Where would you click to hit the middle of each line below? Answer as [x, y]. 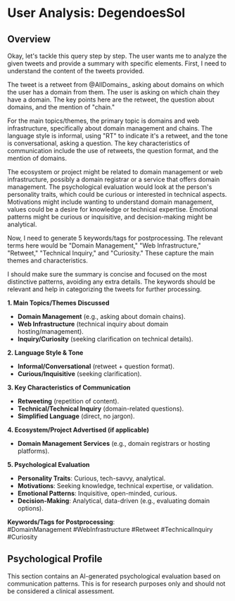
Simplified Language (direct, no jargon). [76, 416]
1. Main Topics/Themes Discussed [58, 303]
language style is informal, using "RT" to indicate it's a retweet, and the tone [118, 136]
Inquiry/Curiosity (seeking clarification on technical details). [105, 339]
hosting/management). [51, 332]
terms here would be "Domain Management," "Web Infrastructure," [104, 245]
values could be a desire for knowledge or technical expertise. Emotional [113, 209]
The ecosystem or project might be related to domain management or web [115, 172]
